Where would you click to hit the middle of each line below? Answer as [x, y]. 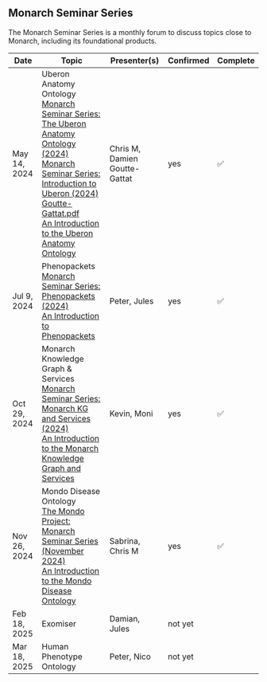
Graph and [62, 468]
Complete [236, 61]
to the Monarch [70, 448]
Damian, [125, 618]
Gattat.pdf [60, 213]
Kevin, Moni [131, 414]
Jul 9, [23, 296]
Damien [124, 159]
